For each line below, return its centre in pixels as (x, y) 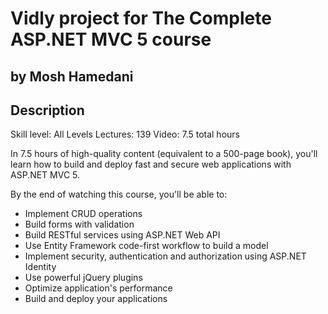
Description (47, 110)
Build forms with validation (79, 224)
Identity (40, 267)
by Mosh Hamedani (72, 76)
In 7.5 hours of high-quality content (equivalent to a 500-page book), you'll (164, 154)
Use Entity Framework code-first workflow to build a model (146, 246)
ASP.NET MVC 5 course (111, 39)
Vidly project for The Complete (141, 18)
